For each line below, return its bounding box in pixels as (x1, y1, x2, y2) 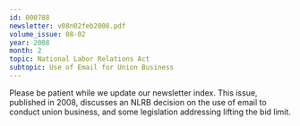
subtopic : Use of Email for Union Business (9, 63, 175, 72)
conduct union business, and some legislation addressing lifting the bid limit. (9, 106, 291, 117)
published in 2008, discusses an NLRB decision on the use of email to (9, 97, 267, 107)
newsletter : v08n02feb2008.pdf (9, 21, 126, 30)
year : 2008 (9, 38, 50, 47)
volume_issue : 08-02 (9, 29, 87, 38)
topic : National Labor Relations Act (9, 55, 150, 63)
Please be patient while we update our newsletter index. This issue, (9, 87, 258, 98)
